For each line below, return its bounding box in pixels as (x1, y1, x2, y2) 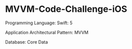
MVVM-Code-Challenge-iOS (5, 3, 128, 15)
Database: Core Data (5, 39, 48, 45)
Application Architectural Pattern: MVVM (5, 29, 89, 35)
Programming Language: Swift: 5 (5, 20, 73, 26)
